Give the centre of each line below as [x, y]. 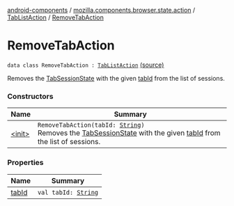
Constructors [30, 96]
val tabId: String [68, 192]
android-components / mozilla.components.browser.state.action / [101, 10]
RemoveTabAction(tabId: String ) [91, 125]
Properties [25, 163]
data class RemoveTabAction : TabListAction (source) [86, 65]
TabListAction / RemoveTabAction [56, 17]
